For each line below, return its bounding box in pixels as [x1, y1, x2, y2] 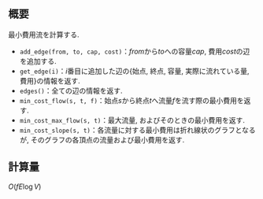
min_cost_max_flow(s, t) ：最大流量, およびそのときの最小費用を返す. [19, 115, 246, 124]
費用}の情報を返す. [19, 76, 80, 85]
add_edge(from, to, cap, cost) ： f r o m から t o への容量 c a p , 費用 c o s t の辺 [19, 46, 250, 56]
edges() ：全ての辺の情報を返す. [19, 86, 123, 95]
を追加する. [19, 56, 57, 65]
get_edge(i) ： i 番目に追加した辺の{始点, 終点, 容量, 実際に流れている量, [19, 66, 250, 76]
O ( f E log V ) [8, 182, 42, 191]
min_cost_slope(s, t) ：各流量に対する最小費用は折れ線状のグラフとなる [19, 125, 256, 135]
